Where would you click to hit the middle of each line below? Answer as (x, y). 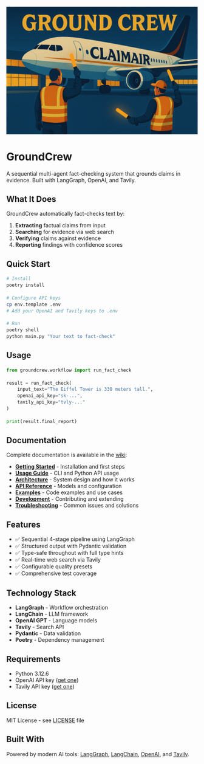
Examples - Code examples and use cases (69, 492)
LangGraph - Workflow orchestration (61, 608)
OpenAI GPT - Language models (56, 621)
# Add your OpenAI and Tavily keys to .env (62, 311)
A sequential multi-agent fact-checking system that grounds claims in (93, 173)
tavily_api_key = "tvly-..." (51, 402)
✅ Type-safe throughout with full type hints (69, 553)
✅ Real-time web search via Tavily (58, 560)
